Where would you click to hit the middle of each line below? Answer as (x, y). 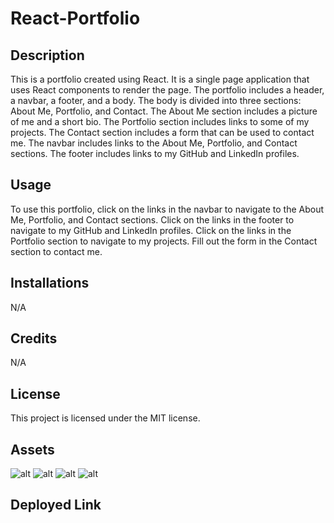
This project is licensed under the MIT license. (105, 418)
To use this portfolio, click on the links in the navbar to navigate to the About (167, 209)
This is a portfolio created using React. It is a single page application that (160, 79)
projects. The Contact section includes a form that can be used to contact (162, 132)
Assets (32, 449)
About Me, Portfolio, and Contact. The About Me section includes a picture (164, 111)
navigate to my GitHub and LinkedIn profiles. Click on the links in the (151, 230)
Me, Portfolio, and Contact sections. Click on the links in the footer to (152, 219)
